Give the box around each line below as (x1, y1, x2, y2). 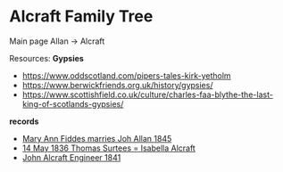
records (9, 116, 39, 127)
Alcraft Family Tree (9, 6, 154, 27)
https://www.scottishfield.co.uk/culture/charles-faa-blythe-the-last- (21, 89, 274, 100)
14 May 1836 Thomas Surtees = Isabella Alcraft (21, 143, 196, 153)
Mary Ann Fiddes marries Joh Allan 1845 (21, 133, 172, 143)
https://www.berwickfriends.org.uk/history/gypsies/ (21, 79, 213, 90)
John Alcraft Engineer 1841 (21, 152, 121, 162)
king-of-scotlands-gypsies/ (21, 98, 124, 109)
